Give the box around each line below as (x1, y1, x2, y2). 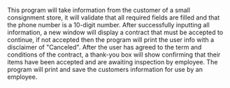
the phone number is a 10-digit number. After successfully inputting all (7, 21, 210, 29)
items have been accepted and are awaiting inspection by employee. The (7, 58, 218, 66)
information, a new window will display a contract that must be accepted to (7, 28, 224, 36)
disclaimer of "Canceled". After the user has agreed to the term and (7, 43, 202, 51)
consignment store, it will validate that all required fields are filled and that (7, 13, 220, 22)
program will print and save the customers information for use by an (7, 66, 203, 73)
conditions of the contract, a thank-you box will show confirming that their (7, 50, 221, 59)
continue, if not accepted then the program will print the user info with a (7, 36, 215, 44)
